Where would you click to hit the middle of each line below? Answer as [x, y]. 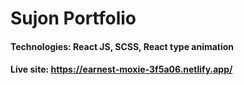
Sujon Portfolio [73, 18]
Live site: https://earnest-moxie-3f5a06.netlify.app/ [121, 69]
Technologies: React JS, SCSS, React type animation [122, 46]
